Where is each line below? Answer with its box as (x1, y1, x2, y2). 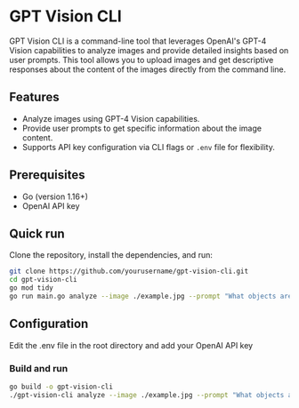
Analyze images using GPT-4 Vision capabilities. (21, 113, 200, 124)
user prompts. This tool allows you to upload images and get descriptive (9, 54, 274, 65)
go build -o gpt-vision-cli (9, 382, 114, 391)
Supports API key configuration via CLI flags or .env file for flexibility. (21, 141, 276, 152)
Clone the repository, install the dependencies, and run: (9, 250, 214, 260)
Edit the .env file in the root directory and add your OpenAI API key (9, 340, 254, 350)
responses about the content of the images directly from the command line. (9, 64, 287, 75)
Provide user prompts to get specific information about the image (21, 123, 263, 133)
